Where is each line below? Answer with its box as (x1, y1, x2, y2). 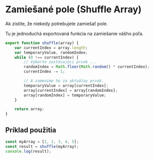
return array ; (14, 107, 45, 112)
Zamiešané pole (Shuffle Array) (5, 4, 142, 15)
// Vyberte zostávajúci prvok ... (24, 59, 97, 65)
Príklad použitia (5, 126, 56, 134)
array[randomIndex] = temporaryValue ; (24, 92, 106, 98)
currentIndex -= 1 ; (24, 69, 65, 74)
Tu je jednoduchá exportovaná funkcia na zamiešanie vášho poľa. (5, 30, 144, 36)
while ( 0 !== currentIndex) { (14, 55, 79, 60)
